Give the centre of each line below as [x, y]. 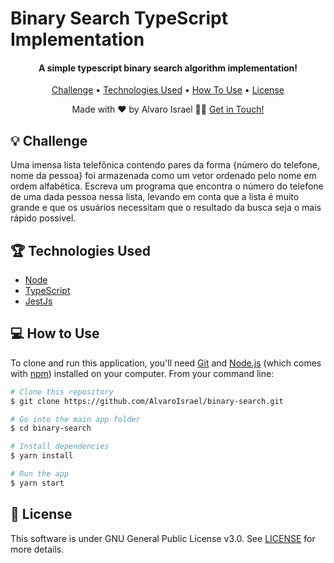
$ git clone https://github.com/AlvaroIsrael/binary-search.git [147, 401]
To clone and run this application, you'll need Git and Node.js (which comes [166, 363]
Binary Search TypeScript [119, 18]
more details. [37, 549]
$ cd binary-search [51, 428]
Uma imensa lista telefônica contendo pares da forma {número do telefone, [165, 165]
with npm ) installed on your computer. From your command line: [142, 373]
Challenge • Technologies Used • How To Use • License [168, 90]
